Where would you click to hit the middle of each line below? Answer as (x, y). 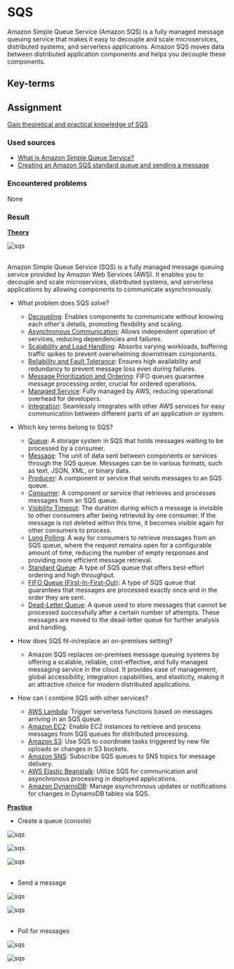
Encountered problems (47, 183)
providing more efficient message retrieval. (90, 560)
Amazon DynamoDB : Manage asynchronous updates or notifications (127, 786)
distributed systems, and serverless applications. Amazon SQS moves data (116, 46)
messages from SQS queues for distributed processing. (109, 734)
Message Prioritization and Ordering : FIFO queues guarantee (116, 376)
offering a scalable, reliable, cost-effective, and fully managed (118, 662)
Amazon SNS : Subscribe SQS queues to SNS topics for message (122, 756)
